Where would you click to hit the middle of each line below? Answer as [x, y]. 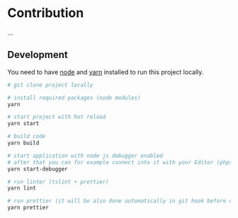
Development [38, 55]
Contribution [46, 13]
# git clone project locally [50, 85]
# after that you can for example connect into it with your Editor [110, 162]
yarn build [23, 143]
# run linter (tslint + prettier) [58, 182]
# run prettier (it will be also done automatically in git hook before [117, 201]
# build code [27, 137]
